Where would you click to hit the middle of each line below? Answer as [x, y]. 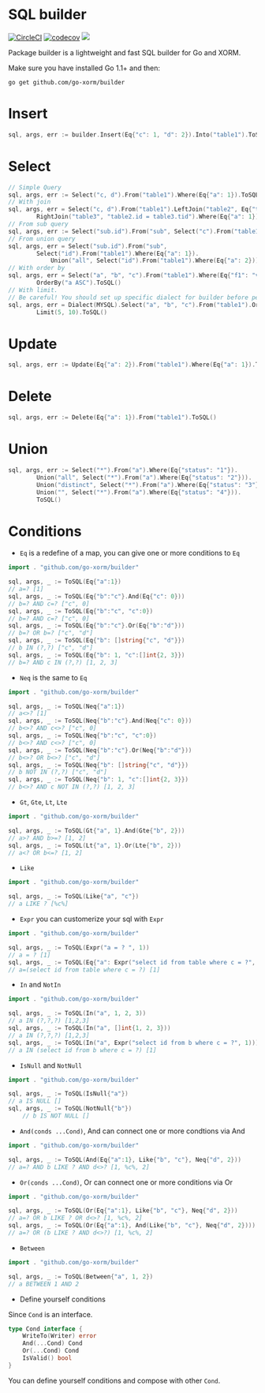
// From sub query [38, 224]
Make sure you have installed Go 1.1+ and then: [84, 68]
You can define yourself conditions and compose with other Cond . [114, 1380]
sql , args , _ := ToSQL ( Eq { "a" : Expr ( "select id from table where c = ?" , [132, 962]
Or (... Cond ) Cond [51, 1351]
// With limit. [33, 290]
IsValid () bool [47, 1358]
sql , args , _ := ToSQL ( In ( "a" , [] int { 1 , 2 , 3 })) [90, 1028]
